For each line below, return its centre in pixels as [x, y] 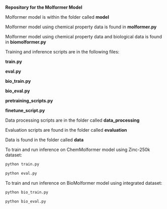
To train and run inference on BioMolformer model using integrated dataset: [84, 183]
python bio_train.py [27, 192]
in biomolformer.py [26, 42]
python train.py [22, 164]
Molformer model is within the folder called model [57, 17]
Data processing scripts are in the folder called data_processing [72, 120]
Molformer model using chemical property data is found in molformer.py [81, 27]
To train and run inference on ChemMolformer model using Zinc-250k [78, 149]
